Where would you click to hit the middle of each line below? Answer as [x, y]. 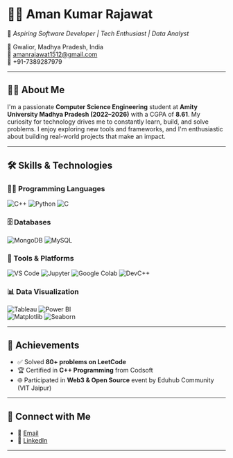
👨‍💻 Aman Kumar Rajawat [80, 14]
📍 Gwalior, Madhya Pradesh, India [55, 47]
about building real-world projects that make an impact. [87, 136]
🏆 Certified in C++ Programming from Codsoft [85, 370]
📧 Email [28, 433]
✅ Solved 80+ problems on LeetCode [72, 362]
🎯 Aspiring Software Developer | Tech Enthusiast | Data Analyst [98, 33]
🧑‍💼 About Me [36, 90]
